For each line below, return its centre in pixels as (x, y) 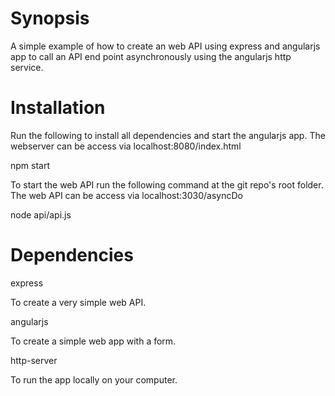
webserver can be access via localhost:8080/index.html (126, 146)
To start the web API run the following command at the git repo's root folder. (167, 184)
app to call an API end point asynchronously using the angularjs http (151, 56)
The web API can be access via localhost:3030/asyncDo (126, 195)
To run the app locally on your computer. (94, 379)
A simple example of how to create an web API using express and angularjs (165, 46)
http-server (34, 360)
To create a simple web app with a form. (93, 341)
